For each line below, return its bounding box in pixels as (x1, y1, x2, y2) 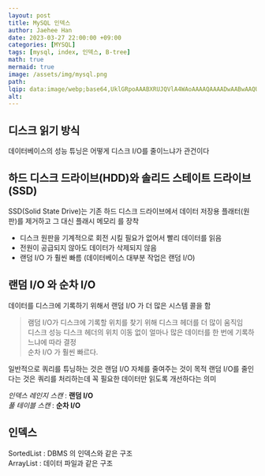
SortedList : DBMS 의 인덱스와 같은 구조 (8, 448, 132, 458)
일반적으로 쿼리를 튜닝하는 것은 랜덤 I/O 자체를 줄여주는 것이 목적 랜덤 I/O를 (8, 364, 240, 373)
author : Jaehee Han (8, 26, 73, 34)
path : (8, 77, 26, 85)
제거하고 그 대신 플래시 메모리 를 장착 (24, 216, 140, 225)
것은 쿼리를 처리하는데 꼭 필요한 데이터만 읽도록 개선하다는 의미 (22, 373, 217, 383)
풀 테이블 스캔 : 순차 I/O (8, 400, 81, 410)
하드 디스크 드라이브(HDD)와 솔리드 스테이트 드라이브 (8, 172, 252, 185)
